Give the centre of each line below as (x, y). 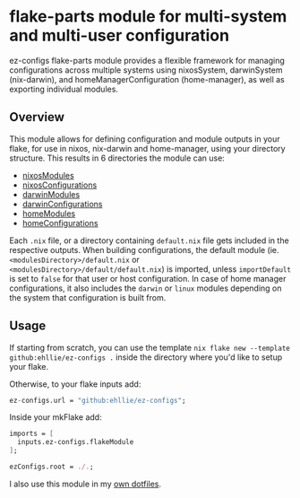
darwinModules (51, 194)
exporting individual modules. (64, 89)
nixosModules (48, 175)
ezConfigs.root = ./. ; (51, 467)
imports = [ (31, 434)
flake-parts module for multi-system (148, 17)
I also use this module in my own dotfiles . (86, 484)
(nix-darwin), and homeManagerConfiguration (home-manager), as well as (147, 79)
